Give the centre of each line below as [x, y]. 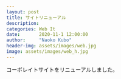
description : [23, 23]
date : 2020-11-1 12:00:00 [47, 35]
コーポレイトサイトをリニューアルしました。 [62, 69]
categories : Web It [31, 29]
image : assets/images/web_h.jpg [47, 52]
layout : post [23, 12]
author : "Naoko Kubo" [39, 40]
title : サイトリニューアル [36, 18]
